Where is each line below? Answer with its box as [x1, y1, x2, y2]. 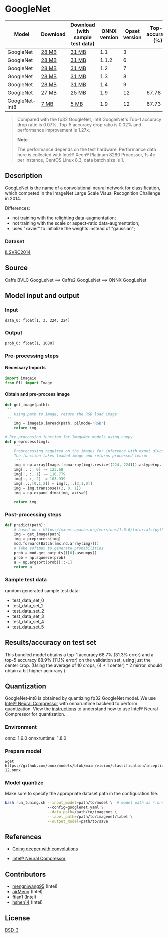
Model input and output [5, 291, 80, 300]
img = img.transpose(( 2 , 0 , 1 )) [14, 486, 81, 491]
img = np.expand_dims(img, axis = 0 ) [14, 490, 88, 495]
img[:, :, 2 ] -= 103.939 [14, 476, 66, 482]
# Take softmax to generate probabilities [14, 546, 104, 551]
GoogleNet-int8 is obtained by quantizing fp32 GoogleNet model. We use [5, 695, 156, 701]
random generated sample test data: [5, 587, 80, 593]
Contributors [5, 870, 46, 878]
